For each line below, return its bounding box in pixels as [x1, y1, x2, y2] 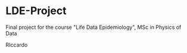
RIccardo [5, 41, 28, 48]
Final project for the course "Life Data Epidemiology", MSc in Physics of [5, 24, 182, 31]
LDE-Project [5, 4, 67, 18]
